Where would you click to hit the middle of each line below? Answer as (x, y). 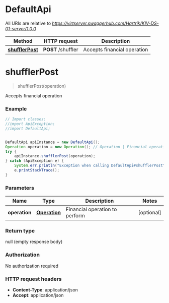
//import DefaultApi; (28, 129)
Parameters (20, 188)
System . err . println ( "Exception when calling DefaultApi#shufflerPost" (90, 166)
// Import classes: (26, 119)
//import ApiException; (30, 124)
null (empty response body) (34, 242)
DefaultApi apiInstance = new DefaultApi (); (53, 142)
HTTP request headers (33, 279)
